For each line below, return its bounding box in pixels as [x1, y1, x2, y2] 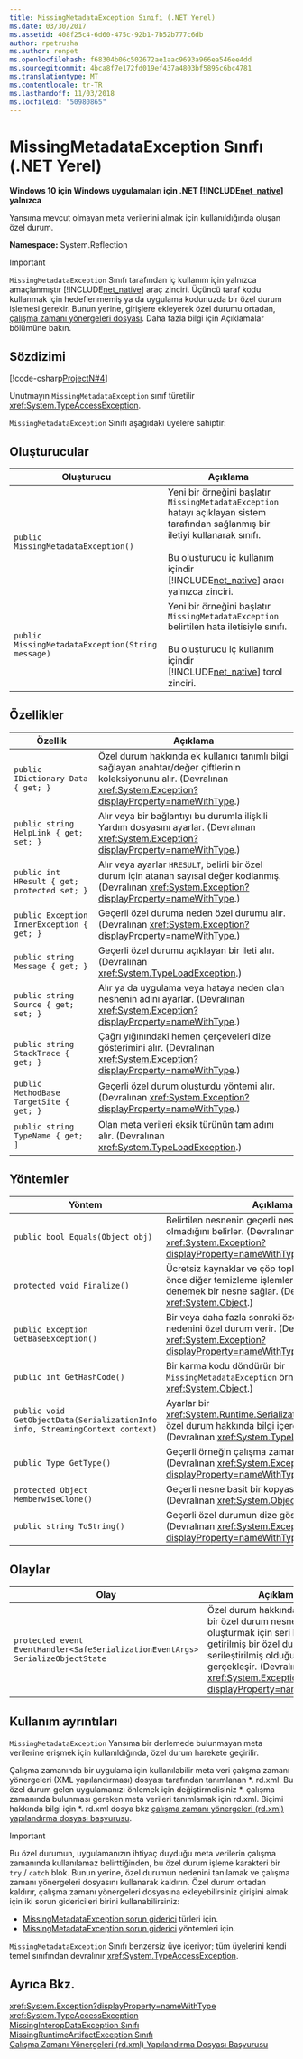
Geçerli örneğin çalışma [165, 1445, 267, 1458]
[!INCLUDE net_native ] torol [168, 666, 282, 678]
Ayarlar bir [165, 1396, 210, 1409]
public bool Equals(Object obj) [14, 1232, 153, 1242]
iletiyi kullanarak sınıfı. [168, 528, 262, 541]
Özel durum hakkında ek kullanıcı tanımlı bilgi [97, 750, 289, 762]
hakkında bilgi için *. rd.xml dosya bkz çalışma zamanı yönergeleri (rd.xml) [9, 1803, 284, 1814]
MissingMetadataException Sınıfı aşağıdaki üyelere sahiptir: [9, 418, 227, 429]
